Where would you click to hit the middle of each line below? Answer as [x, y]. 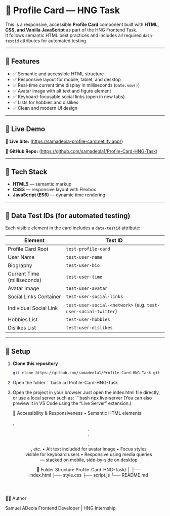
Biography [20, 265]
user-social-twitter [91, 312]
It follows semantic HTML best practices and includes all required [73, 35]
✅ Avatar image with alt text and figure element [62, 90]
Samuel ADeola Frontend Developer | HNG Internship [60, 508]
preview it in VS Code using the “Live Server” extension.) [72, 403]
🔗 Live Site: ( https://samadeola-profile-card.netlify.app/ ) [64, 141]
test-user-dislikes [89, 328]
